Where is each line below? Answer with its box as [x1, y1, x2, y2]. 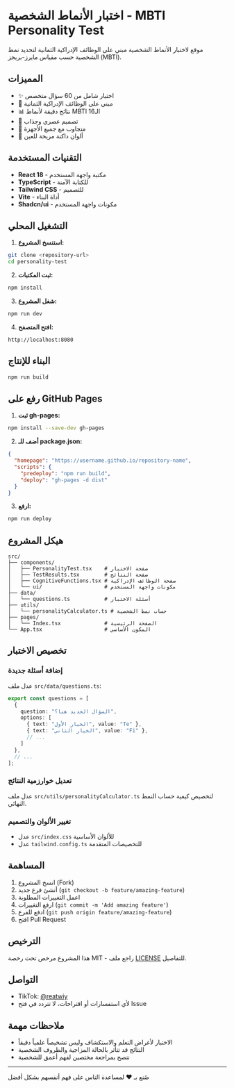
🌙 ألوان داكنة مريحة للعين [17, 131, 84, 140]
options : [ [20, 714, 52, 721]
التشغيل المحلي [8, 220, 68, 231]
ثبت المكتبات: [17, 271, 53, 279]
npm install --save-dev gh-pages [8, 425, 105, 431]
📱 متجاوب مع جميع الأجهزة [17, 124, 86, 133]
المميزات [8, 73, 44, 85]
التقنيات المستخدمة [8, 152, 82, 164]
